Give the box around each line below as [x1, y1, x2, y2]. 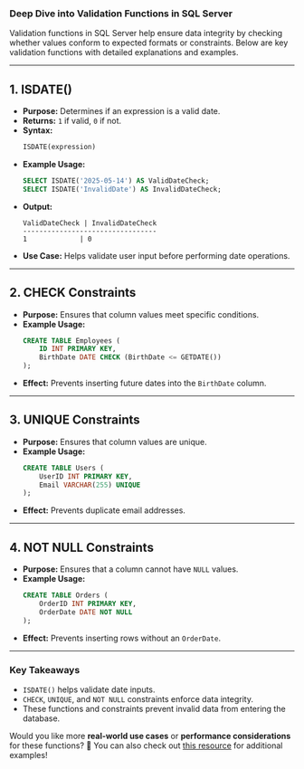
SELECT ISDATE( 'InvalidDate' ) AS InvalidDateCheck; [22, 185, 222, 194]
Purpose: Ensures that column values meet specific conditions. [22, 309, 260, 319]
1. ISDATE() [9, 81, 72, 97]
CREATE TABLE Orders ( [22, 591, 109, 600]
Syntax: [22, 125, 53, 136]
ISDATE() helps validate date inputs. [22, 684, 156, 695]
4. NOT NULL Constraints [9, 539, 154, 555]
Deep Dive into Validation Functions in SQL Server [9, 7, 233, 20]
